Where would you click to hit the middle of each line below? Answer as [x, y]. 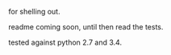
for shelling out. [34, 12]
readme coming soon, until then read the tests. [86, 27]
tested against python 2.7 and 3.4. [65, 42]
